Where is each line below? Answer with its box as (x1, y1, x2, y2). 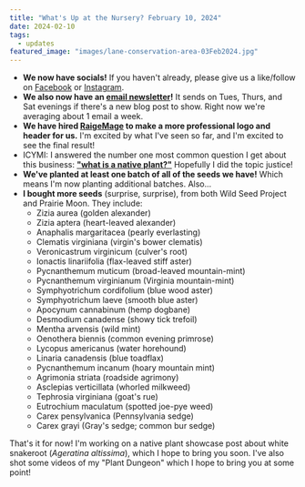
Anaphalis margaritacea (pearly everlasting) (36, 227, 201, 238)
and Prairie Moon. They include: (22, 198, 143, 209)
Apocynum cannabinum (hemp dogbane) (36, 304, 191, 315)
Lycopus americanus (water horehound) (36, 343, 187, 354)
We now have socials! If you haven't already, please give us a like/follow (22, 72, 296, 83)
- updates (17, 38, 55, 48)
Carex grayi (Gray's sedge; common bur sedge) (36, 421, 216, 431)
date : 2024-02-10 (9, 22, 76, 31)
